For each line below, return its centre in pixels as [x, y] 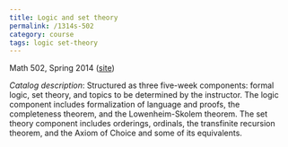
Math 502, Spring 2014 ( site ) [62, 68]
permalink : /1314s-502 [52, 26]
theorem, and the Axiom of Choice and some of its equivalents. [126, 133]
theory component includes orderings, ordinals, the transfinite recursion [142, 124]
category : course [42, 34]
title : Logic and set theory [64, 17]
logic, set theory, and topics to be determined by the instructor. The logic [144, 95]
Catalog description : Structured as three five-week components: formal [142, 85]
